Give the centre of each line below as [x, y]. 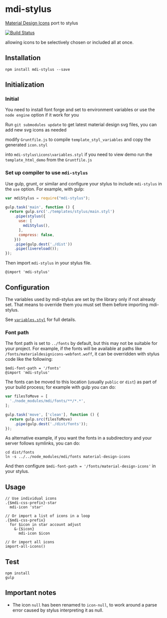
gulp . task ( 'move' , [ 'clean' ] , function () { [52, 415]
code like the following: [29, 359]
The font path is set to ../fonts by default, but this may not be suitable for [82, 343]
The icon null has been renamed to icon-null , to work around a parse [84, 605]
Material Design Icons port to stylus [42, 23]
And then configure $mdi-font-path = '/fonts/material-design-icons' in [81, 466]
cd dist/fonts [20, 453]
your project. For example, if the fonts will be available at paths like [74, 349]
